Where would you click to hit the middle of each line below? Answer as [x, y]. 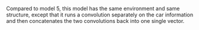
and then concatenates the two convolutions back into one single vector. [95, 21]
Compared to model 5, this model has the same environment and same [93, 9]
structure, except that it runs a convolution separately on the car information [100, 15]
